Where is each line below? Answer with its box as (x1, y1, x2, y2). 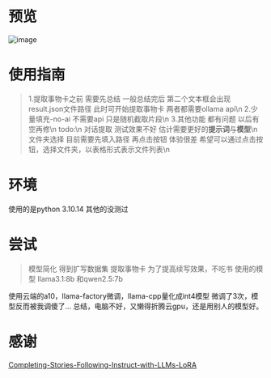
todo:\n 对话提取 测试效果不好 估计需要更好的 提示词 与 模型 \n (58, 124, 258, 134)
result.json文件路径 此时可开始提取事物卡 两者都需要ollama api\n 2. (28, 104, 251, 113)
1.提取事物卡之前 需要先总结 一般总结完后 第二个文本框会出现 (28, 94, 231, 104)
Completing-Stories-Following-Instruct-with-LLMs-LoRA (8, 359, 197, 369)
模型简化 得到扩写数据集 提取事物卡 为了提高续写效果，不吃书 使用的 (28, 264, 256, 274)
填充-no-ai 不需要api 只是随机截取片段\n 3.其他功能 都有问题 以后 (35, 114, 252, 124)
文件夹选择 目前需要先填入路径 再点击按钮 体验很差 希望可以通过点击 (28, 134, 256, 144)
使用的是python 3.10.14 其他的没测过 (8, 204, 129, 214)
